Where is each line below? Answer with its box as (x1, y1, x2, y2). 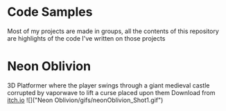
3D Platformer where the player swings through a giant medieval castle (7, 81, 210, 90)
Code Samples (7, 4, 93, 20)
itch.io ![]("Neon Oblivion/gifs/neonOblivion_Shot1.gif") (7, 96, 164, 104)
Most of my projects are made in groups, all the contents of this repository (7, 27, 220, 35)
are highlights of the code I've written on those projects (7, 34, 166, 42)
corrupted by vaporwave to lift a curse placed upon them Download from (7, 88, 216, 97)
